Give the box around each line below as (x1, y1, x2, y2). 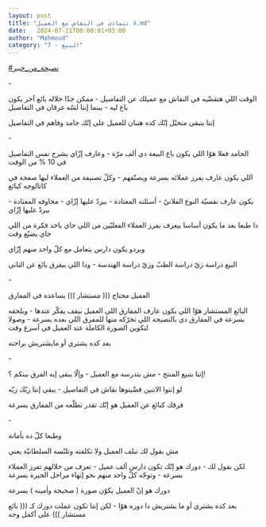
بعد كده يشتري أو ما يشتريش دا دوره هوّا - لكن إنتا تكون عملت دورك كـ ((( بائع (8, 501, 237, 510)
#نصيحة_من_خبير (8, 63, 60, 72)
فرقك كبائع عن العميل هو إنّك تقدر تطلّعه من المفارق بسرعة (8, 400, 184, 410)
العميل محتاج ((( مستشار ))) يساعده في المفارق (8, 291, 151, 300)
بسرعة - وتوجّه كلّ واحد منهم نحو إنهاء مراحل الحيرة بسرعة (8, 470, 183, 480)
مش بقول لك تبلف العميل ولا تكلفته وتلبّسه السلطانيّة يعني (8, 447, 179, 456)
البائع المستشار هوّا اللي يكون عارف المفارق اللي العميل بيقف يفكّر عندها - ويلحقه (8, 306, 249, 315)
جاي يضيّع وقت (8, 228, 52, 239)
